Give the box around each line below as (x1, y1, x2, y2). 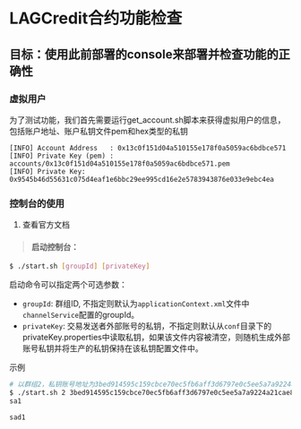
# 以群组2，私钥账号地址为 (9, 380, 96, 390)
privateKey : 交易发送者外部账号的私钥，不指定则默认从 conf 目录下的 (21, 321, 272, 331)
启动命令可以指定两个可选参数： (9, 279, 127, 290)
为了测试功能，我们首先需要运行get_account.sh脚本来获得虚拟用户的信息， (9, 114, 286, 125)
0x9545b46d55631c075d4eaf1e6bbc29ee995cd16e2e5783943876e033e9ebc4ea (9, 175, 275, 184)
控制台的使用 (9, 197, 65, 210)
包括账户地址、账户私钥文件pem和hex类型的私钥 (9, 125, 188, 136)
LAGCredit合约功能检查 (9, 8, 183, 29)
